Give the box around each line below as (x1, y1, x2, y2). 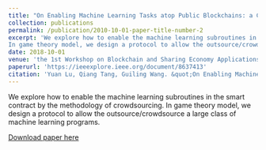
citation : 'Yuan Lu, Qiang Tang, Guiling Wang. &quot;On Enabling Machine (8, 70, 260, 78)
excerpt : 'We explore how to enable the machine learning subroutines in (8, 33, 257, 42)
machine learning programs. (8, 117, 101, 126)
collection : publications (8, 19, 93, 27)
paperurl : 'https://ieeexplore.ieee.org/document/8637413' (8, 63, 207, 71)
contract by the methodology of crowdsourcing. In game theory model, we (8, 100, 252, 110)
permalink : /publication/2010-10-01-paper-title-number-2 (8, 26, 203, 34)
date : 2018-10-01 (8, 48, 66, 56)
